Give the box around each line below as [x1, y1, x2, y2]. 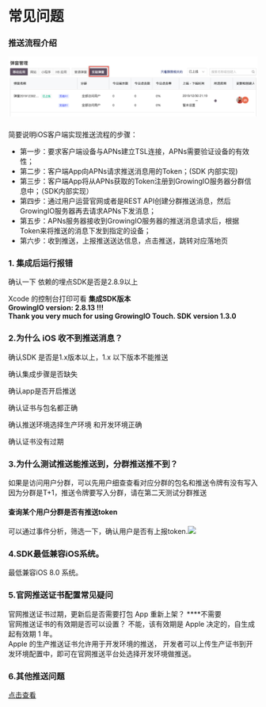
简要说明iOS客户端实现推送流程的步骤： [8, 129, 139, 139]
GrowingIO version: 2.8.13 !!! [8, 303, 104, 313]
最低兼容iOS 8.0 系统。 [8, 568, 83, 578]
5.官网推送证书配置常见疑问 [8, 590, 113, 601]
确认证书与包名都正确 [8, 402, 78, 413]
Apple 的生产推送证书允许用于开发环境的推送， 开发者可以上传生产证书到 [8, 639, 247, 648]
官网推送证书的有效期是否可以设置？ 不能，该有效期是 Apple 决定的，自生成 [8, 619, 256, 628]
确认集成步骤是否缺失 [8, 369, 78, 378]
